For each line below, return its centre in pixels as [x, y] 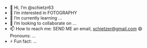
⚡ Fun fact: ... [23, 41]
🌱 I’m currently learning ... [36, 18]
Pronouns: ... [23, 36]
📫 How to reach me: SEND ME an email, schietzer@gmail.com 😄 [76, 29]
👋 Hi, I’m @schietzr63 [32, 8]
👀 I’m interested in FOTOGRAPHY [43, 13]
